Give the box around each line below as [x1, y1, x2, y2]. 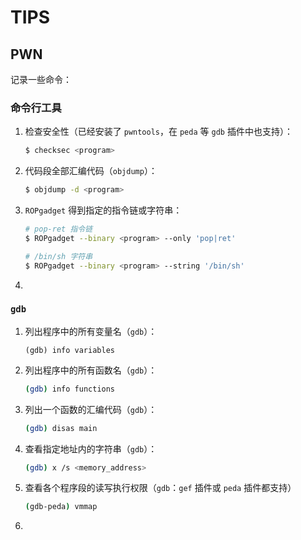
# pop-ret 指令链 [24, 224, 93, 235]
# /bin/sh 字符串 [24, 251, 93, 261]
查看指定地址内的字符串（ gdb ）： [24, 442, 158, 455]
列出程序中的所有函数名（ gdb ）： [24, 364, 158, 376]
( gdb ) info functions [24, 384, 116, 394]
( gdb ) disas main [24, 423, 98, 433]
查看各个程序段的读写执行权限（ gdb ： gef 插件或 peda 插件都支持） [24, 482, 297, 494]
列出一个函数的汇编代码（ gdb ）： [24, 403, 158, 415]
